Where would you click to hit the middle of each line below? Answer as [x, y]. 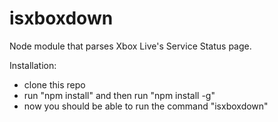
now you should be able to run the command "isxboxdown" [146, 106]
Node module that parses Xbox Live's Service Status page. [130, 46]
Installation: [33, 65]
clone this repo [54, 84]
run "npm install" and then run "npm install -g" [119, 95]
